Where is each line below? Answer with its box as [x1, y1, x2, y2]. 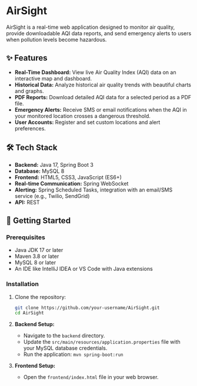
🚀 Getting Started [6, 216, 71, 226]
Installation [6, 280, 39, 288]
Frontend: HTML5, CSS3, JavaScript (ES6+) [14, 173, 122, 180]
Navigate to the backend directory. [23, 332, 105, 339]
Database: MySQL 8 [14, 167, 65, 174]
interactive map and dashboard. [14, 75, 92, 82]
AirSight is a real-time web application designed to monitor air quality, [6, 24, 175, 31]
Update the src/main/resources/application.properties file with [23, 338, 181, 345]
